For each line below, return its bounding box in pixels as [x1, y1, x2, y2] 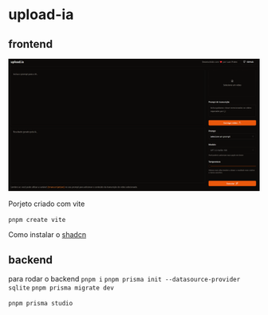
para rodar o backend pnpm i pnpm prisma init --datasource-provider [8, 274, 241, 284]
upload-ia [8, 6, 74, 24]
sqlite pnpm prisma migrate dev [8, 284, 114, 292]
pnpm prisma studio [8, 300, 73, 308]
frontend [8, 37, 53, 51]
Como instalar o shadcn [8, 230, 86, 239]
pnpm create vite [8, 216, 66, 224]
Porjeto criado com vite [8, 199, 85, 208]
